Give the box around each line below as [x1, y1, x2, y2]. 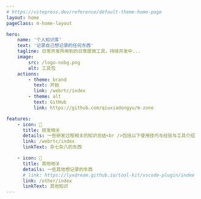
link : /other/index [22, 178, 72, 184]
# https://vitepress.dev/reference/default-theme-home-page [6, 9, 163, 15]
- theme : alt [28, 94, 62, 100]
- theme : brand [28, 77, 67, 83]
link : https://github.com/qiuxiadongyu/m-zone [33, 105, 154, 111]
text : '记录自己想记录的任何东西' [17, 43, 94, 49]
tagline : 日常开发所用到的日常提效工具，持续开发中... [17, 48, 141, 55]
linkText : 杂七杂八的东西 [22, 144, 82, 150]
